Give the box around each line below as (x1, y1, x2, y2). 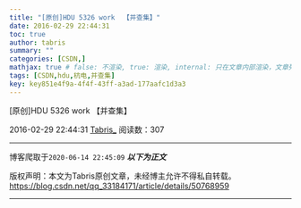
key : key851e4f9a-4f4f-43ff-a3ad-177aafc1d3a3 (9, 79, 186, 88)
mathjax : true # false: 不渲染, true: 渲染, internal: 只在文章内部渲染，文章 (9, 63, 289, 72)
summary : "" (9, 46, 54, 55)
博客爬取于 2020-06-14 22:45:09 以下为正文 (9, 151, 167, 162)
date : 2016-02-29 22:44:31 (9, 21, 110, 30)
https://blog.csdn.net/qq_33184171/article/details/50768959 (9, 180, 230, 191)
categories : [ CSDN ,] (9, 54, 87, 63)
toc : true (9, 29, 47, 38)
